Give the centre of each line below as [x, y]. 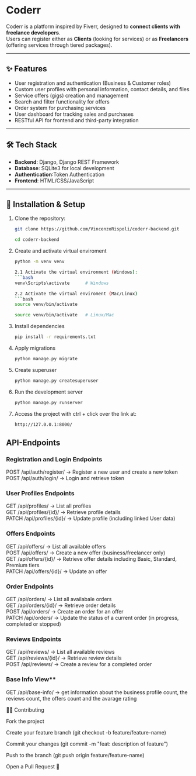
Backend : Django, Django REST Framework [67, 162]
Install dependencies [40, 326]
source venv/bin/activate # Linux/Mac [64, 315]
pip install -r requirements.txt [55, 337]
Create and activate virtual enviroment [60, 251]
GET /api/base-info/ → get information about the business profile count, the [97, 692]
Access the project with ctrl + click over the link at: [76, 413]
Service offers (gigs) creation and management [71, 95]
